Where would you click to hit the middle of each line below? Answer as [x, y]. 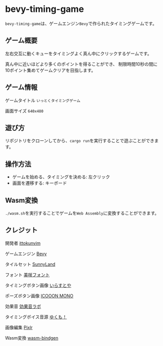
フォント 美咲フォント [27, 275]
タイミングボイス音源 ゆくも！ [36, 317]
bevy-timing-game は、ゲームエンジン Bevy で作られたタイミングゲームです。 [81, 23]
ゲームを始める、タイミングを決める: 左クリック [61, 177]
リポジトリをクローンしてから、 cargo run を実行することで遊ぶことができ [80, 141]
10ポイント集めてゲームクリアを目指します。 [50, 70]
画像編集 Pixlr [19, 327]
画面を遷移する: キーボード [40, 183]
